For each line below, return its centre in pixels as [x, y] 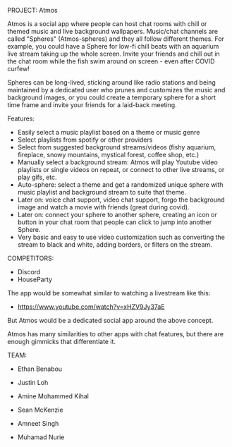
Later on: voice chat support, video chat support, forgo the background [121, 200]
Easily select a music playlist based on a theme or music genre [109, 132]
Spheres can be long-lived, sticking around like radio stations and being [112, 82]
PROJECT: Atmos [32, 10]
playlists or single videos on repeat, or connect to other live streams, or [121, 170]
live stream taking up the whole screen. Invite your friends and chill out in [114, 54]
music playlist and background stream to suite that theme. [102, 192]
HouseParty [35, 279]
